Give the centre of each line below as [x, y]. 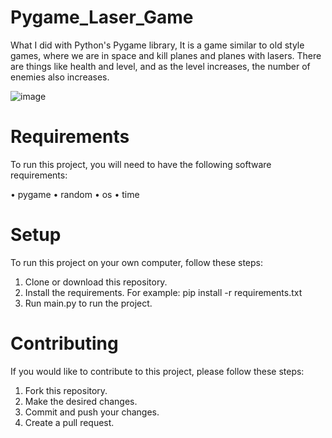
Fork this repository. [66, 390]
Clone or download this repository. [96, 282]
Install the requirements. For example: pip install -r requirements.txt [163, 292]
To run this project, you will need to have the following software [141, 164]
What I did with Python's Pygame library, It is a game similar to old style [157, 45]
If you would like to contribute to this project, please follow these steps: [157, 371]
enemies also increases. [60, 77]
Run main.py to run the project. [88, 303]
